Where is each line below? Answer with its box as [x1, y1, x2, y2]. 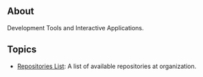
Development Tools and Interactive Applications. [7, 23, 144, 32]
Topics [7, 44, 37, 56]
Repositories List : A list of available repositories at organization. [16, 62, 197, 70]
